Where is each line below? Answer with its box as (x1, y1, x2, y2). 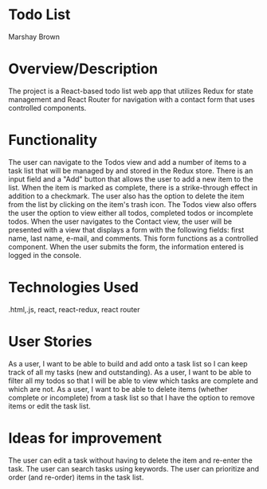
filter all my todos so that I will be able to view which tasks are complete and (8, 376, 258, 385)
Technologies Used (8, 279, 139, 296)
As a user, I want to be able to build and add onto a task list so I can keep (8, 358, 248, 368)
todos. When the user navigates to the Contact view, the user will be (8, 217, 233, 226)
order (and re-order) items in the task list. (8, 472, 144, 482)
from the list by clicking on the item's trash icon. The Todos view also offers (8, 199, 257, 209)
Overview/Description (8, 60, 158, 78)
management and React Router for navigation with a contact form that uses (8, 94, 255, 104)
